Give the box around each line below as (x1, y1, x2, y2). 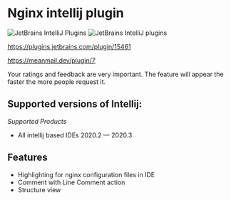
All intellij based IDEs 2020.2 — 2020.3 (17, 130, 133, 140)
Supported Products (7, 117, 67, 125)
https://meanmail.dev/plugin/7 (7, 56, 96, 65)
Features (7, 152, 48, 164)
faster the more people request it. (7, 77, 106, 86)
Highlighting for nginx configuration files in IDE (17, 170, 155, 179)
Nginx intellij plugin (7, 5, 124, 21)
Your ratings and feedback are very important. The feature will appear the (7, 70, 224, 78)
